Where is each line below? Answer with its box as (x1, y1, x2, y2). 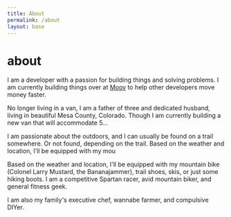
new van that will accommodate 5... (7, 119, 109, 127)
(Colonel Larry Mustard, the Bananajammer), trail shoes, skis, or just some (7, 168, 219, 176)
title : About (7, 10, 45, 17)
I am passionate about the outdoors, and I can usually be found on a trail (7, 132, 214, 141)
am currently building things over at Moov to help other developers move (7, 83, 215, 92)
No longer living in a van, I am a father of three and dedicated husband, (7, 104, 211, 112)
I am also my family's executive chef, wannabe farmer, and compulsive (7, 196, 209, 205)
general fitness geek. (7, 182, 68, 191)
